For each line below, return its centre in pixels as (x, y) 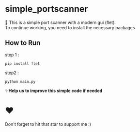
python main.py (20, 81)
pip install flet (23, 64)
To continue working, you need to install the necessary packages (70, 27)
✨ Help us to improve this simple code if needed (54, 91)
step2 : (12, 73)
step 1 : (12, 55)
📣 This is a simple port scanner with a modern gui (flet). (61, 22)
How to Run (23, 43)
